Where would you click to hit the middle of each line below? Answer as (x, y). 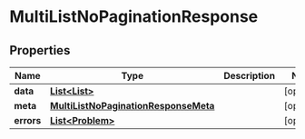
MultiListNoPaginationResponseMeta (132, 106)
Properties (40, 50)
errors (28, 120)
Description (249, 76)
